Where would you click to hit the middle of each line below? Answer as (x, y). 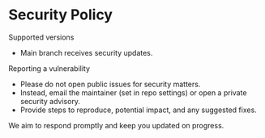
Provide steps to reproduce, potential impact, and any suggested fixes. (138, 110)
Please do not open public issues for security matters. (110, 84)
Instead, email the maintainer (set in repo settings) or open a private (133, 92)
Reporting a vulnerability (49, 68)
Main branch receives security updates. (86, 52)
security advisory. (50, 101)
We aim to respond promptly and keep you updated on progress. (116, 125)
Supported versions (41, 37)
